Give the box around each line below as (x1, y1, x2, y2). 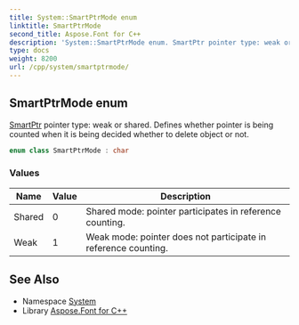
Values (9, 167, 40, 179)
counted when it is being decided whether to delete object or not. (9, 128, 249, 139)
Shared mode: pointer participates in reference (85, 205, 282, 217)
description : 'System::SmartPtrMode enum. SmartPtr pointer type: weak (9, 37, 280, 47)
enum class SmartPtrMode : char (9, 146, 129, 155)
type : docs (9, 46, 50, 55)
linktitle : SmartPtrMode (9, 21, 101, 30)
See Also (9, 272, 60, 288)
